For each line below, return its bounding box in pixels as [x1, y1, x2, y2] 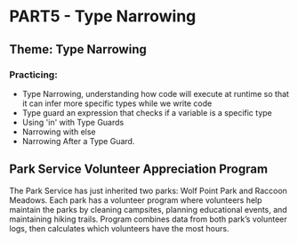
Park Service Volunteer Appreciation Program [9, 162, 269, 177]
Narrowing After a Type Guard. [21, 135, 135, 146]
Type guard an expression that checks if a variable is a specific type [21, 107, 273, 117]
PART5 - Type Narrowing [9, 6, 197, 27]
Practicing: [9, 69, 58, 81]
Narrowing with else [21, 126, 96, 137]
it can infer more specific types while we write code [21, 98, 213, 109]
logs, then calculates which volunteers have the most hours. [9, 223, 230, 233]
